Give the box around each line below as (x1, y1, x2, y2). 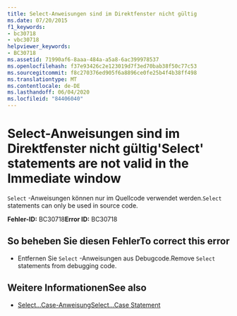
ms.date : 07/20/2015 (7, 17, 68, 24)
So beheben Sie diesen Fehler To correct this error (7, 235, 230, 247)
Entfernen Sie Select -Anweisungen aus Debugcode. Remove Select (17, 254, 216, 263)
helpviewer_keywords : (7, 43, 71, 50)
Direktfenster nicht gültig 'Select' (7, 141, 205, 157)
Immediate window (7, 170, 121, 187)
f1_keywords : (7, 23, 46, 30)
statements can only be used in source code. (7, 201, 139, 210)
